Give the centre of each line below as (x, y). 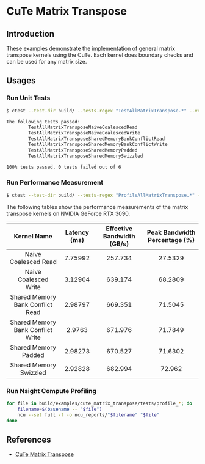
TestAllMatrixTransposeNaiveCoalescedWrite (84, 133)
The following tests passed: (43, 122)
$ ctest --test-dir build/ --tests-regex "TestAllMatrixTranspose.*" (97, 111)
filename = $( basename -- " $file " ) (60, 409)
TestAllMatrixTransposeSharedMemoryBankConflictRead (97, 139)
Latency (77, 232)
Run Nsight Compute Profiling (51, 391)
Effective (119, 229)
